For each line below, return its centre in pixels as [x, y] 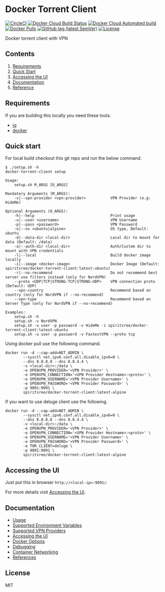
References [24, 557]
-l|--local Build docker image [82, 255]
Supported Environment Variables [47, 525]
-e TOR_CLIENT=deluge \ [48, 446]
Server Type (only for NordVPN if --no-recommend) [59, 304]
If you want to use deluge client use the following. [56, 402]
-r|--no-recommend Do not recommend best [86, 273]
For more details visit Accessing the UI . [45, 492]
